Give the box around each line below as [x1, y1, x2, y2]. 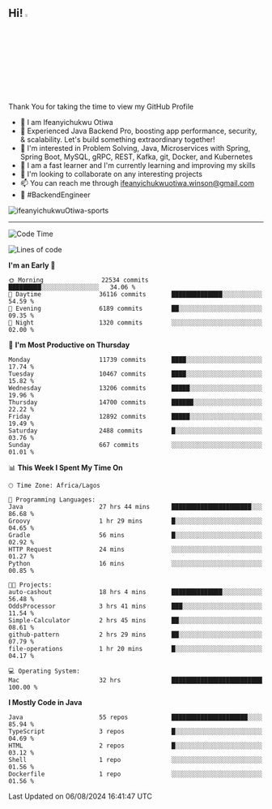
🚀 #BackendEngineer [19, 190, 91, 200]
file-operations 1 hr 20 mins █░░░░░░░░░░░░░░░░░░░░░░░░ [8, 644, 263, 652]
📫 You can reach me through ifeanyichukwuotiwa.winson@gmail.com [19, 178, 255, 187]
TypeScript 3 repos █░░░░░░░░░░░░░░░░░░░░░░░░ [8, 727, 263, 735]
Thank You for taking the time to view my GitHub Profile [8, 101, 194, 111]
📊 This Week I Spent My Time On [8, 463, 123, 472]
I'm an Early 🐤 [8, 260, 56, 270]
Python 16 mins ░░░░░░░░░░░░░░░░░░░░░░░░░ [8, 559, 263, 567]
